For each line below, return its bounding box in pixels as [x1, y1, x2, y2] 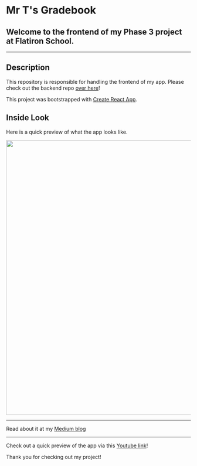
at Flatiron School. [6, 36, 74, 46]
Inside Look [6, 113, 49, 123]
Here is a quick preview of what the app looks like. [6, 128, 128, 135]
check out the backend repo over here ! [6, 84, 100, 91]
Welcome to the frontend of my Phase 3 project [6, 27, 182, 37]
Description [6, 63, 50, 73]
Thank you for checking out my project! [6, 453, 101, 460]
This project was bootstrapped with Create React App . [6, 96, 138, 103]
